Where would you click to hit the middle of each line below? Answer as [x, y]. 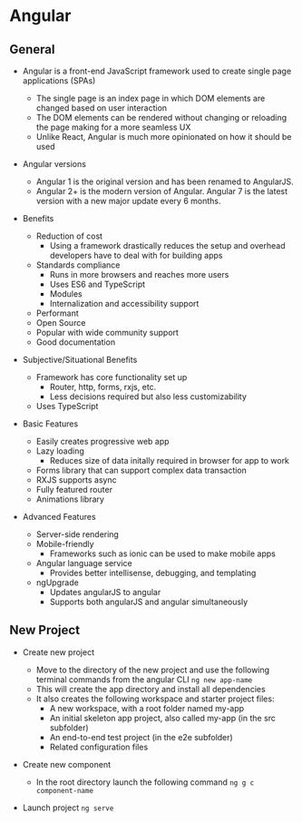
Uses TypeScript [67, 406]
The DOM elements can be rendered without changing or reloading [161, 117]
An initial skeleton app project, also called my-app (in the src [163, 718]
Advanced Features [59, 517]
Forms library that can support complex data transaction [141, 470]
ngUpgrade [57, 582]
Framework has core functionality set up [112, 377]
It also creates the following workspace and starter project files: [155, 699]
